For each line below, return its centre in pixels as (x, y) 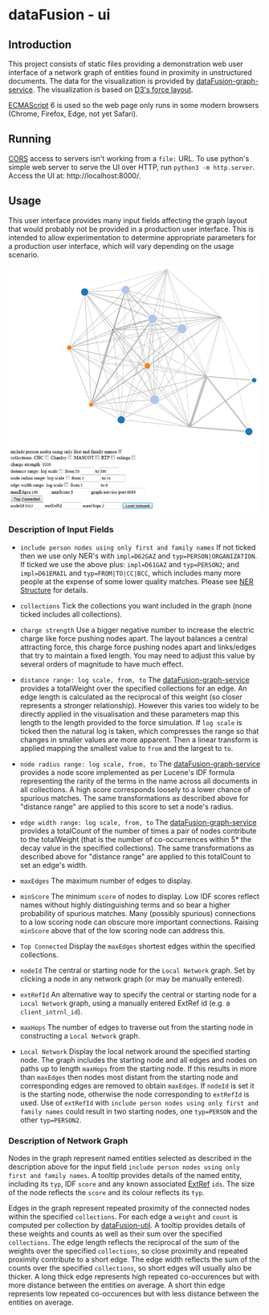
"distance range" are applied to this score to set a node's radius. (126, 807)
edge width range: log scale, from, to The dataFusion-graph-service (138, 822)
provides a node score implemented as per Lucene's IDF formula (127, 772)
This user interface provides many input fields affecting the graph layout (128, 220)
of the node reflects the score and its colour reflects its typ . (106, 1193)
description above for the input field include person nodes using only (124, 1167)
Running (30, 139)
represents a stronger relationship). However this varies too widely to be (139, 705)
